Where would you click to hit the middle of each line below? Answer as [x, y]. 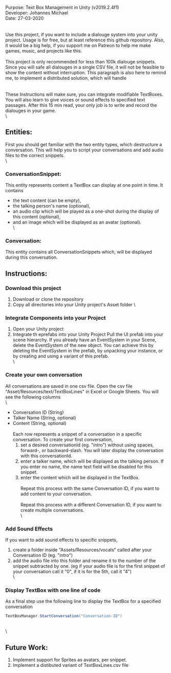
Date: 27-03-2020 [25, 18]
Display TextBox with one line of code [53, 590]
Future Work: [27, 647]
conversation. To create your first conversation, [63, 439]
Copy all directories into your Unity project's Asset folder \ [74, 305]
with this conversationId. [46, 456]
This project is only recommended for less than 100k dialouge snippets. [81, 62]
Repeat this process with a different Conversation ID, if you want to [91, 504]
